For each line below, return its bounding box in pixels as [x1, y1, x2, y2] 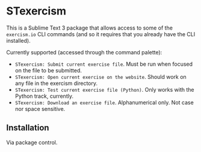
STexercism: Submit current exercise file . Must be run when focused [14, 60, 193, 68]
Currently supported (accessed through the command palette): [6, 48, 162, 55]
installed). [6, 37, 31, 44]
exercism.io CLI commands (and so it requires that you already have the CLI [6, 30, 196, 37]
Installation [6, 122, 49, 133]
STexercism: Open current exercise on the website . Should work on [14, 73, 187, 80]
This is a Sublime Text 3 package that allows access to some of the [6, 24, 173, 31]
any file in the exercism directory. [14, 80, 98, 87]
